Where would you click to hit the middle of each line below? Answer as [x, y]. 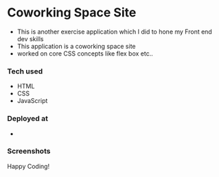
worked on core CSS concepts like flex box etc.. [85, 54]
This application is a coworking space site [76, 46]
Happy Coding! [28, 166]
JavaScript [32, 101]
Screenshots [29, 151]
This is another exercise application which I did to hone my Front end [115, 32]
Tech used [25, 71]
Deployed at [28, 119]
